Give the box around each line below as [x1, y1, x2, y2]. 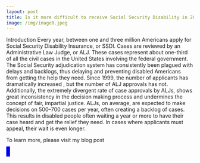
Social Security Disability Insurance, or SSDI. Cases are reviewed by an [6, 42, 180, 50]
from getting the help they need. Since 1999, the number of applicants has [6, 74, 189, 81]
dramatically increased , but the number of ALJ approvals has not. [6, 81, 168, 88]
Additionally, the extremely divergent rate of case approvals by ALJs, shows [6, 87, 193, 94]
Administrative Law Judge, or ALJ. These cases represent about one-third [6, 49, 188, 56]
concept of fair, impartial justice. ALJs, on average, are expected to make [6, 100, 186, 107]
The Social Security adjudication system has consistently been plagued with [6, 61, 193, 69]
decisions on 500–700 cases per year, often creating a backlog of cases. [6, 106, 185, 113]
